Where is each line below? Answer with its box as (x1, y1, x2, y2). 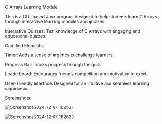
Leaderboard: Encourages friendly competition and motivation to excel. (5, 71, 148, 77)
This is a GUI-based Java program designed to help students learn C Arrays (5, 14, 157, 19)
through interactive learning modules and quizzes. (5, 19, 106, 24)
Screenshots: (5, 95, 32, 101)
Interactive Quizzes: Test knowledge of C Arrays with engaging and (5, 28, 140, 34)
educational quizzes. (5, 34, 47, 39)
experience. (5, 86, 29, 91)
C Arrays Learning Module (5, 4, 58, 10)
